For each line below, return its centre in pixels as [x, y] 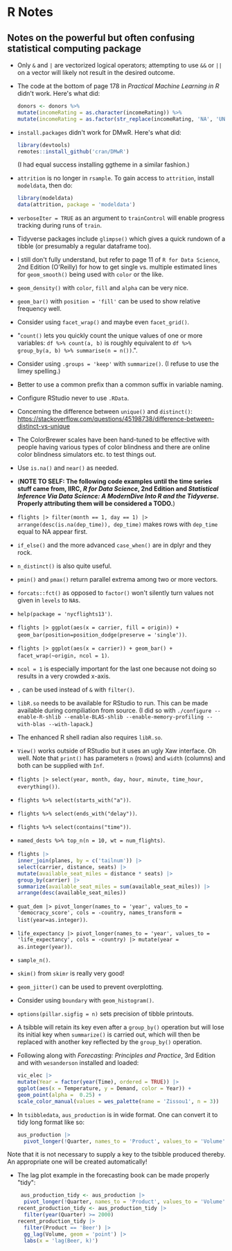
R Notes [30, 12]
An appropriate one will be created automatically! [77, 1162]
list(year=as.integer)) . [52, 920]
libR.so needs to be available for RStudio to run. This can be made [113, 703]
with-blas [32, 725]
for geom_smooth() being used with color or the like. [90, 274]
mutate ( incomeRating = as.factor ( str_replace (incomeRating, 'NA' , [115, 119]
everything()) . [38, 787]
